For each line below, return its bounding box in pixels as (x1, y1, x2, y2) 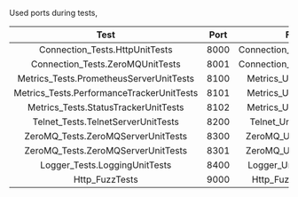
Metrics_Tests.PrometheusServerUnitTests (17, 73, 195, 84)
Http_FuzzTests (73, 173, 139, 185)
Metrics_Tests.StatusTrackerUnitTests (27, 101, 184, 114)
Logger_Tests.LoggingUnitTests (39, 159, 172, 171)
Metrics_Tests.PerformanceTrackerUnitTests (13, 87, 199, 98)
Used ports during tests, (9, 8, 98, 18)
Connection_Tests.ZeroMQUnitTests (30, 58, 181, 70)
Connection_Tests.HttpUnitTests (38, 43, 173, 56)
